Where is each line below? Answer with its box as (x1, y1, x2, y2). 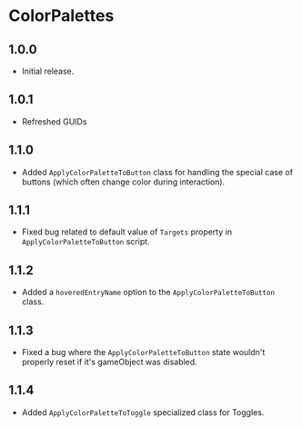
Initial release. (21, 65, 75, 76)
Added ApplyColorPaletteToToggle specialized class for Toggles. (21, 406, 265, 418)
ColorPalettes (8, 5, 115, 26)
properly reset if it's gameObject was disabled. (21, 356, 197, 368)
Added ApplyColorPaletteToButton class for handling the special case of (21, 166, 293, 177)
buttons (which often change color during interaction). (21, 176, 226, 187)
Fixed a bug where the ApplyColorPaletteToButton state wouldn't (21, 347, 266, 358)
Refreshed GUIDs (21, 115, 87, 127)
